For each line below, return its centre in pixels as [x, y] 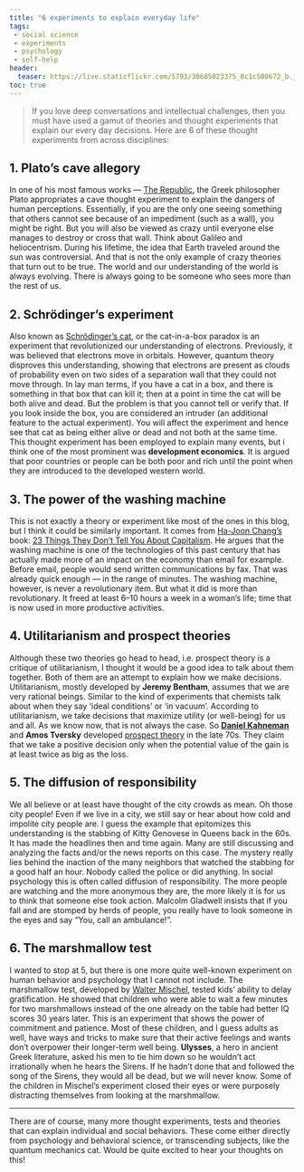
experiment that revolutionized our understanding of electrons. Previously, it [151, 346]
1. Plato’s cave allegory [75, 168]
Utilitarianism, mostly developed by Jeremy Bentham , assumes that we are [149, 686]
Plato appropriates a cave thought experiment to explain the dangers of [142, 199]
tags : [19, 26]
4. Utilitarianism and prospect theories [120, 636]
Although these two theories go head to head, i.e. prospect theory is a [140, 658]
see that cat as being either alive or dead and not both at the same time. [143, 433]
